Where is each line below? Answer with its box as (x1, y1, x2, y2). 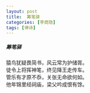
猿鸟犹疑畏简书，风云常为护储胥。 (6, 59, 88, 66)
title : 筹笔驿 (6, 14, 40, 20)
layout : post (6, 8, 38, 15)
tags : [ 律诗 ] (6, 24, 36, 31)
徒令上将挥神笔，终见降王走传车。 (6, 66, 88, 73)
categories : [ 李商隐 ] (6, 19, 56, 25)
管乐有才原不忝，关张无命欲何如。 (6, 74, 88, 81)
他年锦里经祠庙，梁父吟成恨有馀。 (6, 81, 88, 88)
